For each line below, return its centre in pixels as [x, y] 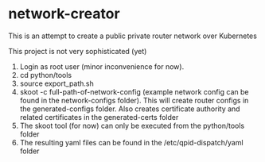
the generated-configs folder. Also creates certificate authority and [130, 109]
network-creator [64, 14]
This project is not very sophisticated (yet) [78, 51]
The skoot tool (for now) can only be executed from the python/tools [132, 125]
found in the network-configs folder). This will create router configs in [134, 100]
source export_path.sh [57, 83]
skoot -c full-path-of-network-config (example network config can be [134, 91]
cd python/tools [46, 75]
